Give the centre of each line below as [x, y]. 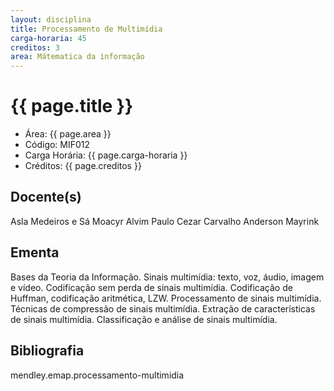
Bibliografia [47, 351]
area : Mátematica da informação [77, 57]
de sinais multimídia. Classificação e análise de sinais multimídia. [144, 319]
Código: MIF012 [57, 145]
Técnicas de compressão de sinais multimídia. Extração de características [163, 308]
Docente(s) [46, 197]
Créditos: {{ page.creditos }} [83, 166]
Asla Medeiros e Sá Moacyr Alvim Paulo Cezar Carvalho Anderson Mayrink [165, 221]
